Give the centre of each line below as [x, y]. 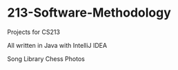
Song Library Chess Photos [46, 59]
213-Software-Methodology [89, 13]
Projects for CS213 [34, 32]
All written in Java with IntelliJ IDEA [57, 45]
